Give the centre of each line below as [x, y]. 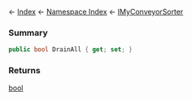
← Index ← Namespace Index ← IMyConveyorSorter [96, 12]
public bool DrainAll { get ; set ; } [70, 50]
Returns [24, 71]
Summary [28, 33]
